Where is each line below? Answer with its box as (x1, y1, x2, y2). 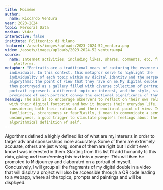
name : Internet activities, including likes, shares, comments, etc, (9, 57, 153, 62)
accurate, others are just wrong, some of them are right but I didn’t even (5, 143, 149, 149)
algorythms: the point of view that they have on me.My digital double (9, 79, 158, 84)
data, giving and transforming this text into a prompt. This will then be (5, 154, 144, 159)
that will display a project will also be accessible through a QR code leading (5, 169, 156, 175)
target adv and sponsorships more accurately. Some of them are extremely (5, 138, 155, 144)
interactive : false (5, 34, 45, 39)
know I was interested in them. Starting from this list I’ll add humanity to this (5, 148, 156, 154)
